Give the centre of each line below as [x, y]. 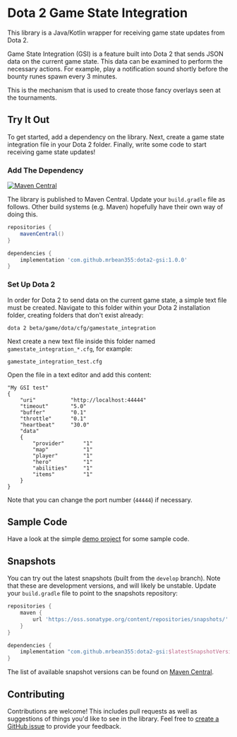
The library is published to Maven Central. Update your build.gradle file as [116, 199]
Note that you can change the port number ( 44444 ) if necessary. [100, 499]
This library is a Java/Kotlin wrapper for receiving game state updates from [116, 33]
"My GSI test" [28, 388]
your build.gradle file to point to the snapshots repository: [93, 593]
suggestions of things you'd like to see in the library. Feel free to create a [113, 719]
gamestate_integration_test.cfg [55, 361]
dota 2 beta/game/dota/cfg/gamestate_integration [82, 328]
